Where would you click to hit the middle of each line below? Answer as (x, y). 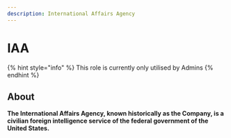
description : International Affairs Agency (71, 14)
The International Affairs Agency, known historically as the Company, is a (115, 114)
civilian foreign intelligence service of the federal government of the (108, 121)
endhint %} (23, 75)
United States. (29, 128)
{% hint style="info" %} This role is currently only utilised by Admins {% (110, 68)
